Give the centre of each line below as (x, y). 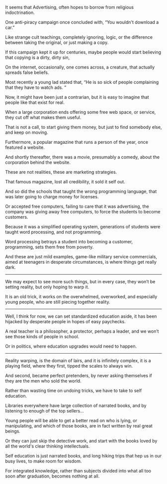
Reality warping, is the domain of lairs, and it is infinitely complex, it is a (78, 361)
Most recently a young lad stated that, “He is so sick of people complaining (82, 82)
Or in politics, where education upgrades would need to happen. (71, 346)
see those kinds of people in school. (42, 336)
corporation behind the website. (38, 162)
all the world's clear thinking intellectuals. (48, 446)
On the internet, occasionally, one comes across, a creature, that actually (80, 67)
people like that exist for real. (35, 102)
